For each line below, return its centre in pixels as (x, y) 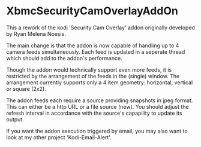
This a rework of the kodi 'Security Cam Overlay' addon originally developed (100, 27)
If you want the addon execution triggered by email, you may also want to (97, 131)
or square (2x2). (26, 88)
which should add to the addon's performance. (64, 58)
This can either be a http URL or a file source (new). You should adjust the (97, 106)
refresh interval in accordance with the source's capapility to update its (94, 113)
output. (15, 119)
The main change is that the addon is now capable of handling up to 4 (93, 45)
